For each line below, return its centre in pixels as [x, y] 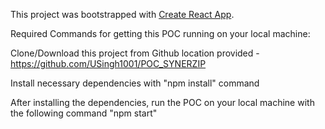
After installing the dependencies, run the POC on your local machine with [162, 102]
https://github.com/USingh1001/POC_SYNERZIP [108, 63]
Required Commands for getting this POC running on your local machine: [160, 33]
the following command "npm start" [84, 113]
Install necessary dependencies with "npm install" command [135, 83]
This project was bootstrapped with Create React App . [122, 14]
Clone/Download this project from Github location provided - [135, 53]
